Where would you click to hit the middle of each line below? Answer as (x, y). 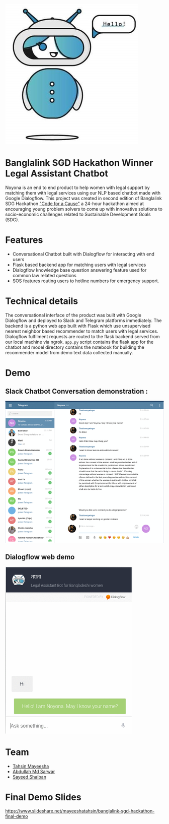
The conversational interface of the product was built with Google (73, 315)
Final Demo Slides (43, 797)
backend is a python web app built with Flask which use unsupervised (78, 326)
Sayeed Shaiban (29, 777)
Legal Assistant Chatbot (57, 174)
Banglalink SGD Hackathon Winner (79, 163)
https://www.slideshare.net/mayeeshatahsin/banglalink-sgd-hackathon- (80, 811)
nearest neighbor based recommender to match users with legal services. (82, 331)
